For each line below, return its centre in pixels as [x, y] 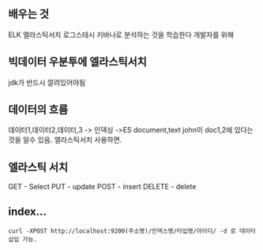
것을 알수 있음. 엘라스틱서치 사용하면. [65, 140]
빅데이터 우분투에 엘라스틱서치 [78, 62]
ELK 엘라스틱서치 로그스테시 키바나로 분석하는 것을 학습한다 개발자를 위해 [121, 35]
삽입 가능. [23, 240]
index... [28, 211]
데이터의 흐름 [38, 110]
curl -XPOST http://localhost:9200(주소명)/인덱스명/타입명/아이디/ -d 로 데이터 [132, 231]
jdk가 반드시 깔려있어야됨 [47, 82]
